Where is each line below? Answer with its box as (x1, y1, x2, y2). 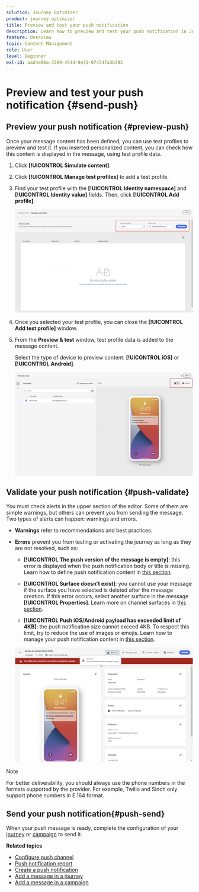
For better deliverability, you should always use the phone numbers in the (6, 779, 185, 786)
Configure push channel (14, 854, 74, 861)
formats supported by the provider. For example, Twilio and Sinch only (6, 785, 178, 792)
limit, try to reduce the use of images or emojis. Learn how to (23, 630, 173, 637)
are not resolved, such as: (14, 545, 78, 552)
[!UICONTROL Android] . (14, 360, 75, 367)
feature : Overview (6, 34, 52, 41)
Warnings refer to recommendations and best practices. (14, 527, 153, 534)
